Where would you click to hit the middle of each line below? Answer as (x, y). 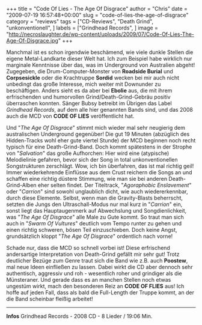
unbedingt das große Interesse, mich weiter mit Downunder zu (84, 84)
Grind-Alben (22, 185)
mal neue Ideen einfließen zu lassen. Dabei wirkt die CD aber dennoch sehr (100, 267)
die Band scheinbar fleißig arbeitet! (50, 299)
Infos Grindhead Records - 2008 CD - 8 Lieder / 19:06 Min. (79, 316)
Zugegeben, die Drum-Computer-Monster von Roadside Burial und (90, 71)
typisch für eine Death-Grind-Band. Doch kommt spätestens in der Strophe (99, 147)
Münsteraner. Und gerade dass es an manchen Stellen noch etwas (89, 280)
